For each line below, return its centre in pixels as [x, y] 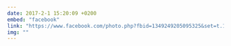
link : [15, 26]
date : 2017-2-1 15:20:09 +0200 [52, 13]
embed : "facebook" [33, 20]
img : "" [18, 32]
